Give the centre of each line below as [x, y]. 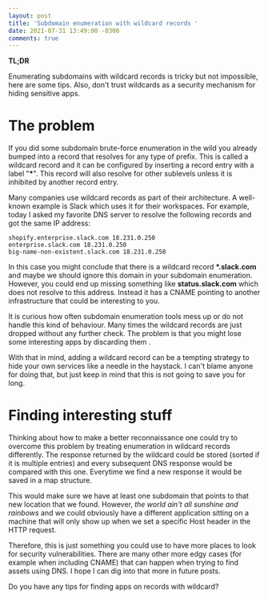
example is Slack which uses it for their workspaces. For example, [140, 206]
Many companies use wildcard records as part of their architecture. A [123, 198]
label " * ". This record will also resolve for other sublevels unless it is [120, 174]
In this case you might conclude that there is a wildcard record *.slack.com [132, 267]
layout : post [30, 16]
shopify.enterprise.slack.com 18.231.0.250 [82, 238]
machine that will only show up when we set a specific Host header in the [129, 521]
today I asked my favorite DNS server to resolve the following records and [130, 215]
